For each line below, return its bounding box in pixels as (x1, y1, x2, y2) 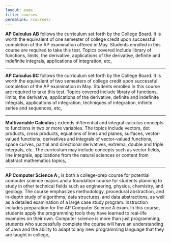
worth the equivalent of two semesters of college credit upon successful (5, 78, 158, 84)
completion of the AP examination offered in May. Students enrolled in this (5, 42, 161, 48)
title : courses (5, 12, 38, 17)
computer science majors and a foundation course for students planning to (5, 178, 162, 184)
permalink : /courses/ (5, 17, 51, 22)
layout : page (5, 7, 33, 13)
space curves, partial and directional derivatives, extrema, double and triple (5, 141, 164, 148)
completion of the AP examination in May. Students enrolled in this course (5, 84, 160, 90)
